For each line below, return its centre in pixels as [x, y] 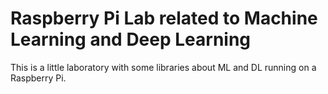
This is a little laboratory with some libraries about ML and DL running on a [163, 67]
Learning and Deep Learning [131, 39]
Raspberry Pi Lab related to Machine [164, 18]
